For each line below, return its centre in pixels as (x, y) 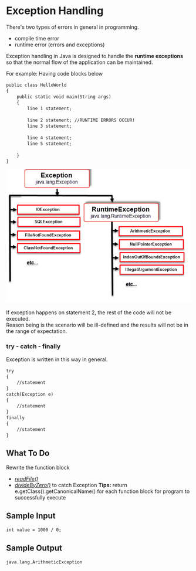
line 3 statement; (50, 126)
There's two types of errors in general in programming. (72, 27)
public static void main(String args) (64, 97)
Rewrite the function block (38, 467)
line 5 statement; (50, 144)
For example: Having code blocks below (55, 73)
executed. (18, 319)
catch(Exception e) (30, 394)
